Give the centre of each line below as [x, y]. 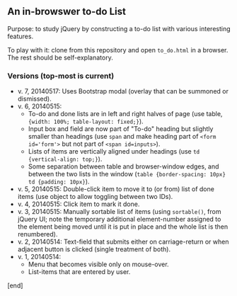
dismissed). [34, 99]
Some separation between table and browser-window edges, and [123, 166]
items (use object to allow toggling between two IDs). [95, 197]
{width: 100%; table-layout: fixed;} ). [86, 121]
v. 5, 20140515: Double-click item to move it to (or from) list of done [116, 189]
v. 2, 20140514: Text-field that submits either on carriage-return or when [123, 242]
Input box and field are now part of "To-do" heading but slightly [121, 129]
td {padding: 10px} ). [59, 182]
